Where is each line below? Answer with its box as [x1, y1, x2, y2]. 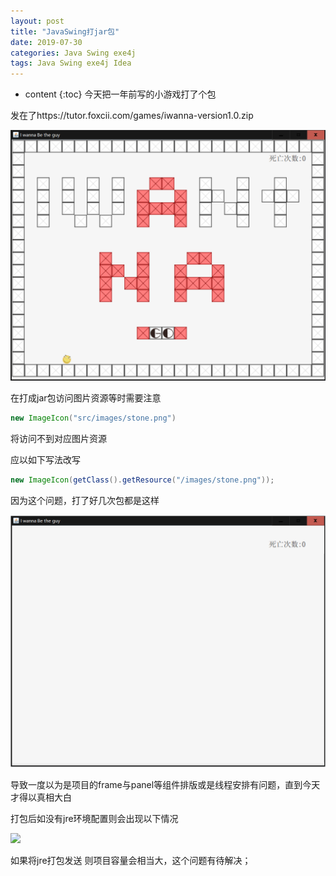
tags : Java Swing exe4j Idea [10, 58, 132, 69]
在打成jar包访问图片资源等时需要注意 [10, 392, 162, 404]
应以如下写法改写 [10, 454, 81, 466]
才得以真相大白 [10, 791, 72, 803]
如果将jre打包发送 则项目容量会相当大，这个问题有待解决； [10, 854, 252, 866]
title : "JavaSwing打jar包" [10, 26, 120, 37]
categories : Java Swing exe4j [10, 48, 137, 58]
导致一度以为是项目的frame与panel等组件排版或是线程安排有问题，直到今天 [10, 778, 321, 790]
